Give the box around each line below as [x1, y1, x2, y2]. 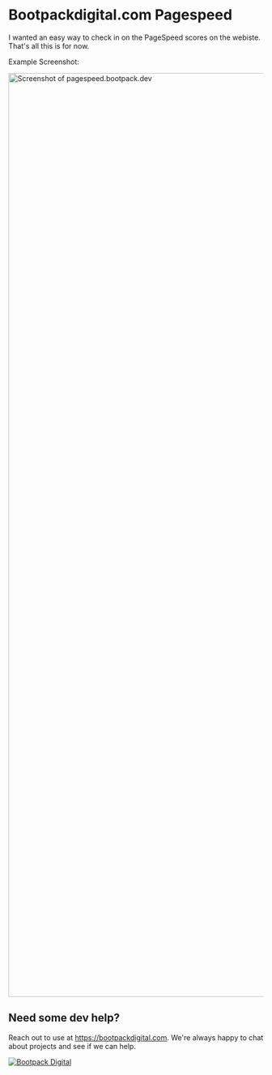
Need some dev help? [8, 1011, 120, 1025]
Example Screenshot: [8, 57, 79, 66]
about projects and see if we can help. [8, 1041, 136, 1051]
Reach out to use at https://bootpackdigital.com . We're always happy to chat [8, 1032, 264, 1043]
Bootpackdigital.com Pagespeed [8, 6, 233, 24]
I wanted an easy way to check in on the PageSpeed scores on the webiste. [8, 32, 261, 42]
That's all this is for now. [8, 41, 90, 50]
